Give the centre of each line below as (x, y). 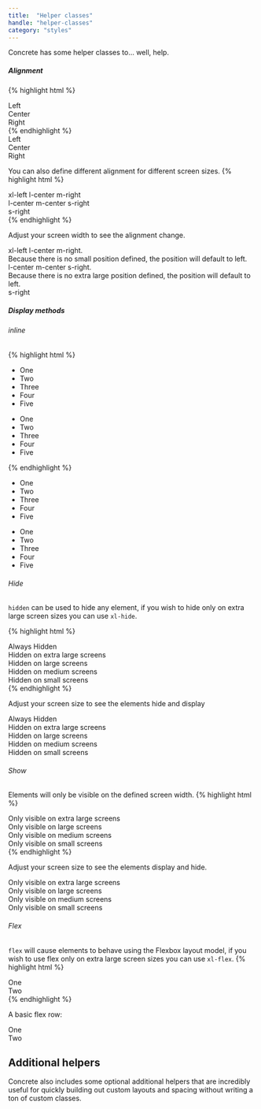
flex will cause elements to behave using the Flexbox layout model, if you (127, 950)
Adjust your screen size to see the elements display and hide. (108, 867)
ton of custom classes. (45, 1098)
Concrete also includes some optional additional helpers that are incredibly (129, 1081)
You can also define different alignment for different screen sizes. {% (120, 171)
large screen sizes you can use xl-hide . (73, 616)
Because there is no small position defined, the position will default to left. (128, 259)
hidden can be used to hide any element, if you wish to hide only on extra (127, 608)
